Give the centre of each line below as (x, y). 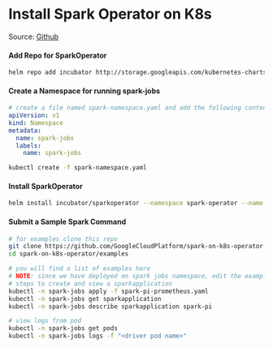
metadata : (25, 131)
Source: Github (34, 37)
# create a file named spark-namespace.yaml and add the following (125, 108)
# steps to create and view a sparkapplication (91, 284)
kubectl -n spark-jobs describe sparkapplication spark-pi (110, 306)
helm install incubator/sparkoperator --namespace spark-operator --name (136, 204)
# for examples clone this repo (63, 239)
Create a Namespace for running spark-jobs (84, 91)
